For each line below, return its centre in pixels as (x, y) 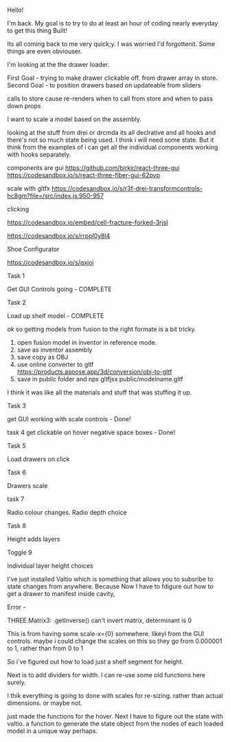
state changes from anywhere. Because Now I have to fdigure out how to (111, 586)
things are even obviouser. (45, 51)
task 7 (16, 499)
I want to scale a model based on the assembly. (74, 119)
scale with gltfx (28, 188)
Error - (16, 607)
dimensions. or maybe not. (45, 703)
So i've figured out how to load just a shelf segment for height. (95, 661)
